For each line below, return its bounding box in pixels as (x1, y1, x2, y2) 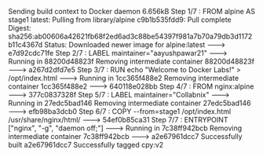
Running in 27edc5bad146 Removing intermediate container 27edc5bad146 (8, 98, 251, 108)
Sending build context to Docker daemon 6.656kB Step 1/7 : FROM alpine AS (8, 7, 255, 16)
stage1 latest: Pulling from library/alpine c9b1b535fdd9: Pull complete (8, 15, 232, 24)
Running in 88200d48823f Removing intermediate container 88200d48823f (8, 57, 255, 66)
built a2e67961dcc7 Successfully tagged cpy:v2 (8, 141, 164, 149)
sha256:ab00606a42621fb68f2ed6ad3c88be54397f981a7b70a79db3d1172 (8, 31, 253, 41)
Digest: (8, 24, 31, 32)
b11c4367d (8, 40, 43, 49)
